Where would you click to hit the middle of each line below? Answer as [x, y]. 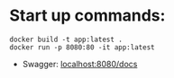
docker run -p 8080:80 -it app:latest [82, 47]
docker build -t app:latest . [66, 39]
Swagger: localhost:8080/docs [80, 64]
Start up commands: [87, 16]
